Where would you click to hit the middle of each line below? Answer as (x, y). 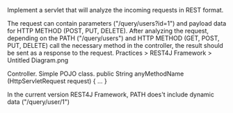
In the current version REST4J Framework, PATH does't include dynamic (111, 94)
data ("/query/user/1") (39, 102)
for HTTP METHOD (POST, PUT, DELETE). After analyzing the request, (108, 31)
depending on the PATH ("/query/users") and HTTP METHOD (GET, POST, (114, 38)
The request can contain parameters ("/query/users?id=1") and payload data (117, 23)
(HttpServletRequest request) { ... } (57, 81)
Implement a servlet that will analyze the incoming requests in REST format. (115, 10)
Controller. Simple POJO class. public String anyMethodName (96, 73)
